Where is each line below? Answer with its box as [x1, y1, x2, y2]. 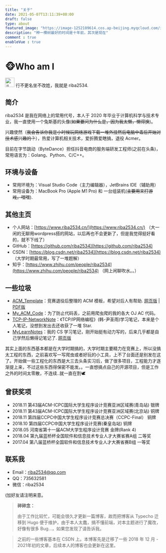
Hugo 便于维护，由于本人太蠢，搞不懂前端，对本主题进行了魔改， [27, 519, 161, 525]
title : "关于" [5, 7, 33, 12]
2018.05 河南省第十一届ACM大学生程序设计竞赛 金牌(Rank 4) [12, 427, 136, 432]
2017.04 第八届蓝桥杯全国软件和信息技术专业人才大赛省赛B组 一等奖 [12, 439, 151, 445]
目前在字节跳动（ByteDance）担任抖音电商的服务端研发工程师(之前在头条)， [5, 146, 161, 152]
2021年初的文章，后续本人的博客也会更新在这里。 [17, 542, 119, 548]
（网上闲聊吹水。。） [99, 268, 139, 274]
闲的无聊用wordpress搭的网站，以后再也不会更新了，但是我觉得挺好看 [12, 231, 156, 237]
